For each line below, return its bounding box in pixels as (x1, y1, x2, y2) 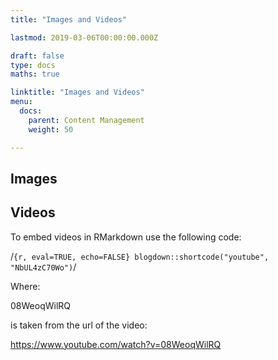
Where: (10, 280, 41, 292)
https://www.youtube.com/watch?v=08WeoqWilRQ (10, 338, 222, 350)
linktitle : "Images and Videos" (10, 87, 145, 98)
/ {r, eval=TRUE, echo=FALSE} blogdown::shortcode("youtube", (10, 250, 270, 262)
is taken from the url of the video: (10, 319, 148, 331)
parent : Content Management (28, 115, 145, 125)
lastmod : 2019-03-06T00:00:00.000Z (10, 32, 159, 43)
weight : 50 (28, 124, 74, 135)
